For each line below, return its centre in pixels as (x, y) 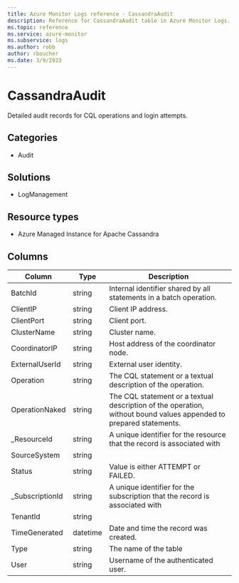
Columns (28, 256)
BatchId (24, 293)
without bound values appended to (167, 414)
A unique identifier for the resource (168, 434)
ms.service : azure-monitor (47, 34)
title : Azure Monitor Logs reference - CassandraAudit (90, 14)
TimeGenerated (37, 532)
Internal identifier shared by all (160, 288)
